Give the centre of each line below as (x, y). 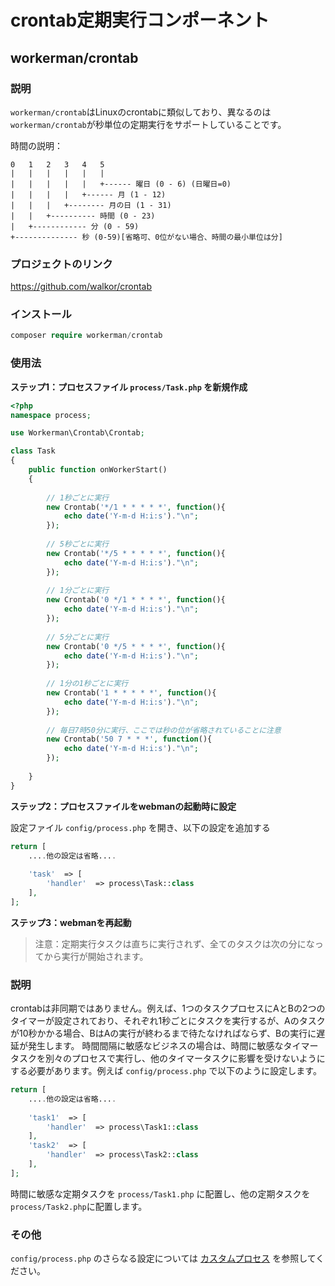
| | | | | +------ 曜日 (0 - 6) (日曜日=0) (121, 184)
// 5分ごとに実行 (78, 637)
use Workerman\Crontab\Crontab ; (77, 433)
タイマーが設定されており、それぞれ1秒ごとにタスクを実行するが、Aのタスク (168, 1021)
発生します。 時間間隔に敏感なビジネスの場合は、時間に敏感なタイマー (173, 1046)
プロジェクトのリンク (61, 264)
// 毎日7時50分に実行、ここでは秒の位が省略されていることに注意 (164, 730)
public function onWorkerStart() (98, 470)
